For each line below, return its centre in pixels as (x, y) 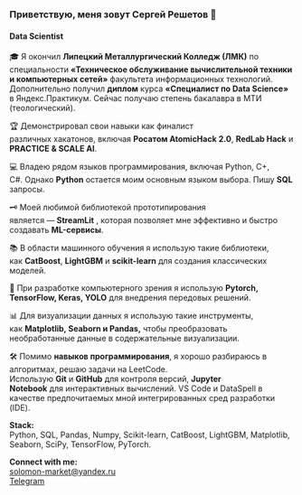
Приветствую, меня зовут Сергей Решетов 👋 (113, 14)
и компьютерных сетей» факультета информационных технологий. (141, 79)
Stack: (22, 425)
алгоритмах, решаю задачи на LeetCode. (89, 369)
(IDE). (20, 408)
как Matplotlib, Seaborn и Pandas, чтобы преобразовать (118, 329)
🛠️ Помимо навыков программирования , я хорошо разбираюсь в (138, 357)
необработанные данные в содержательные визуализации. (124, 339)
